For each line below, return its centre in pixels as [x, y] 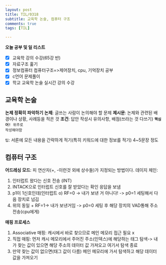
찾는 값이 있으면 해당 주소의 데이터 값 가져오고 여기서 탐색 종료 [78, 245]
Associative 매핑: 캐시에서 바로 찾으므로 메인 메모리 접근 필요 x [73, 233]
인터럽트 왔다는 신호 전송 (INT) [42, 181]
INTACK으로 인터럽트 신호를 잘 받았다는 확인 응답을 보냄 [66, 187]
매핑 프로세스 [18, 222]
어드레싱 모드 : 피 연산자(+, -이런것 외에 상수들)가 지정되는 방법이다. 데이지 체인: [82, 170]
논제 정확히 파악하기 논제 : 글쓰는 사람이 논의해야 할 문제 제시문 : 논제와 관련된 [79, 113]
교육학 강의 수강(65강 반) [36, 58]
